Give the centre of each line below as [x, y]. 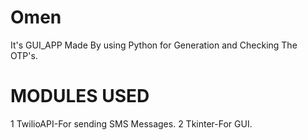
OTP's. [24, 55]
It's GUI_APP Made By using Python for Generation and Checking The [154, 45]
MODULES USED [80, 96]
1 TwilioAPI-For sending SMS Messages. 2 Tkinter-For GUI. [131, 123]
